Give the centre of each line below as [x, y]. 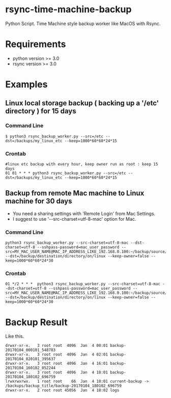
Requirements [36, 44]
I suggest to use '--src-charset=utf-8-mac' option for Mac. [74, 219]
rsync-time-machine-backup [68, 9]
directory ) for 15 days [41, 111]
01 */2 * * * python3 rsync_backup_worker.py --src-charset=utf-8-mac [83, 284]
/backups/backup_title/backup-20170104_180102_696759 [64, 386]
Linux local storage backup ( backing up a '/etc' [82, 103]
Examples [26, 85]
